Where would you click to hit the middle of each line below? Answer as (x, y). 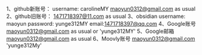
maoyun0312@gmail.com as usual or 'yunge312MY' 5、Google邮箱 (90, 31)
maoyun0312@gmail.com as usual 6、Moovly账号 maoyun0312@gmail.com (101, 39)
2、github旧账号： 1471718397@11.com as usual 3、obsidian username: (96, 16)
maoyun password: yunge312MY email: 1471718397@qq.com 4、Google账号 (101, 24)
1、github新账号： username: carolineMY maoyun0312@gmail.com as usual (101, 9)
